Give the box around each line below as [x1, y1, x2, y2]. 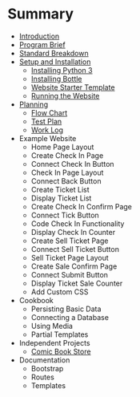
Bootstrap [30, 363, 64, 373]
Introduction [18, 31, 60, 41]
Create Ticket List [30, 184, 90, 194]
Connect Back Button [30, 176, 102, 185]
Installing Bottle [30, 74, 82, 83]
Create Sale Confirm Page [30, 261, 118, 271]
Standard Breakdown [18, 48, 89, 58]
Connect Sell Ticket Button [30, 244, 119, 253]
